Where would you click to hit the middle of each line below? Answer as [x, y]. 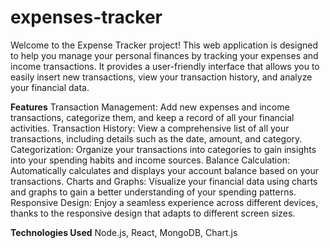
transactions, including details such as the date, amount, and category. [156, 138]
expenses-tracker [86, 17]
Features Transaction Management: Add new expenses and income [150, 107]
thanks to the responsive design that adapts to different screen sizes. [153, 213]
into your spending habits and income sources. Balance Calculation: [150, 160]
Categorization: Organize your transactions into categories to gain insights [163, 149]
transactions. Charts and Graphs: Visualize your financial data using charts [164, 181]
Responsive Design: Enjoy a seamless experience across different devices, [164, 202]
